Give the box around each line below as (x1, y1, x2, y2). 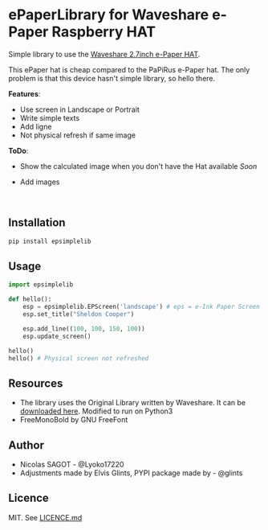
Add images (19, 177, 60, 187)
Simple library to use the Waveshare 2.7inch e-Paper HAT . (8, 49, 201, 59)
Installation (8, 216, 66, 230)
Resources (8, 376, 63, 390)
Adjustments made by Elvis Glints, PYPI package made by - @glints (19, 468, 243, 478)
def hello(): (8, 295, 52, 303)
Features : (8, 88, 41, 98)
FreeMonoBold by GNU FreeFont (19, 415, 128, 425)
